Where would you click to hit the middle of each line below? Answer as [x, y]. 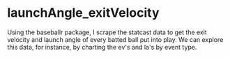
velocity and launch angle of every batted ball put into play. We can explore [115, 39]
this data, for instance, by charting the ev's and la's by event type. [102, 47]
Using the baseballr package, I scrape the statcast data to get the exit [107, 32]
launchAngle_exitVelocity [83, 13]
